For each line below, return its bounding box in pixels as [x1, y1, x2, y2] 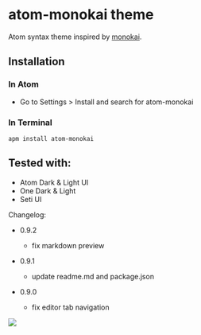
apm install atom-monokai [8, 134, 94, 142]
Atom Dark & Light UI [19, 177, 89, 187]
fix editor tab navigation [31, 302, 110, 312]
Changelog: [8, 209, 46, 220]
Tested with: [8, 157, 72, 170]
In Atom [8, 79, 40, 90]
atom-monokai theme [8, 6, 154, 24]
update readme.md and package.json [31, 271, 155, 281]
